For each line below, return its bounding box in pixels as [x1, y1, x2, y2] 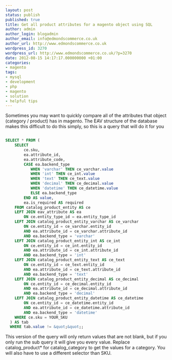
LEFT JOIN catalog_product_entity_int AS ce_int [14, 238, 121, 243]
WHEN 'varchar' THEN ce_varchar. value [30, 167, 114, 172]
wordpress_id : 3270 [5, 46, 47, 51]
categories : [5, 60, 31, 65]
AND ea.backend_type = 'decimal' [24, 291, 95, 296]
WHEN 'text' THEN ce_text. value [30, 176, 100, 182]
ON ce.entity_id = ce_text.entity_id [24, 262, 104, 267]
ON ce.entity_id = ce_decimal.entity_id [24, 281, 111, 286]
